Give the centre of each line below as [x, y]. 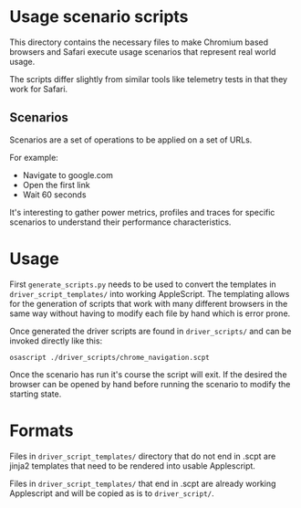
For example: [34, 157]
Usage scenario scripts [99, 17]
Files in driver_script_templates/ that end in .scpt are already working [143, 483]
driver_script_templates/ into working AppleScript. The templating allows [150, 293]
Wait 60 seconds [54, 195]
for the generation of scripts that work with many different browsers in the [149, 303]
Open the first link [56, 185]
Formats [42, 430]
